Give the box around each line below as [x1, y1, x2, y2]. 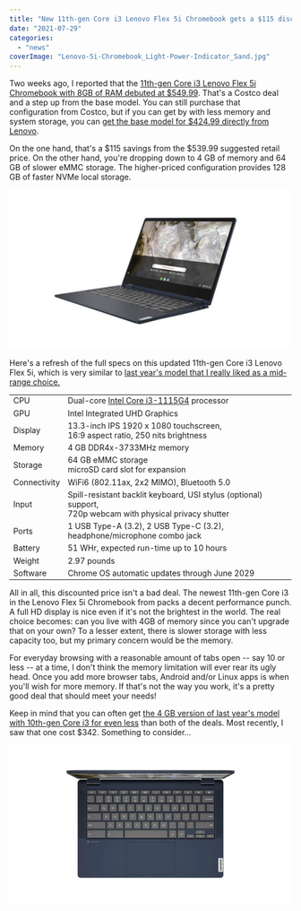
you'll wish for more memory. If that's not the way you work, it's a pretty [9, 681, 275, 692]
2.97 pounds [67, 555, 116, 566]
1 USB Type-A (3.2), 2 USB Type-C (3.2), [67, 521, 224, 532]
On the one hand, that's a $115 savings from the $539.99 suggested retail [9, 143, 280, 154]
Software [13, 568, 47, 578]
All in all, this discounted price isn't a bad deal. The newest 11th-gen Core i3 [9, 587, 289, 598]
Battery [13, 542, 40, 553]
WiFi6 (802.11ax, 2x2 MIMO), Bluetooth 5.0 [67, 476, 231, 488]
